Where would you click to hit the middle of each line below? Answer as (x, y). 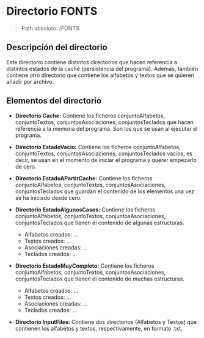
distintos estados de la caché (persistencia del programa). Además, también (102, 68)
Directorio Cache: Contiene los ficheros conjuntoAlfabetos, (90, 116)
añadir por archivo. (30, 81)
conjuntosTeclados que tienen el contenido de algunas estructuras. (100, 222)
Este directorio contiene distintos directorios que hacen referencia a (92, 62)
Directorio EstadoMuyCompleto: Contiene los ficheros (85, 266)
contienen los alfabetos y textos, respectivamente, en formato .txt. (99, 328)
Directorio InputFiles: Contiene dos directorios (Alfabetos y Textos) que (106, 321)
